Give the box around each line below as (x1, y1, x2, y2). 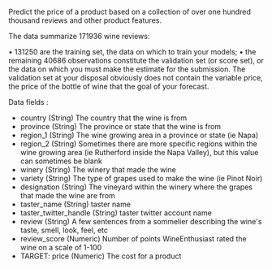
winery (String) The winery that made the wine (19, 165, 177, 174)
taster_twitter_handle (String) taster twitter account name (19, 208, 213, 218)
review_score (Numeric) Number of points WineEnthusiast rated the (19, 234, 247, 243)
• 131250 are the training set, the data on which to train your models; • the (8, 47, 257, 56)
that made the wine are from (19, 191, 115, 200)
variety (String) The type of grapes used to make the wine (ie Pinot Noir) (19, 174, 263, 183)
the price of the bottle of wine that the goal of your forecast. (8, 81, 209, 91)
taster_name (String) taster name (19, 199, 132, 209)
